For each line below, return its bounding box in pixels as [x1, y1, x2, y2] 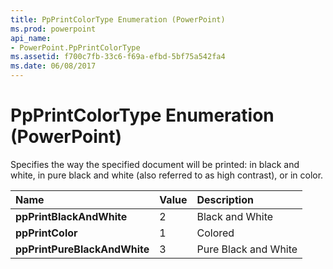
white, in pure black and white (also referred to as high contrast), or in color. [10, 169, 324, 181]
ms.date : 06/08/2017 [10, 61, 97, 71]
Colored [196, 226, 235, 240]
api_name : [10, 33, 52, 43]
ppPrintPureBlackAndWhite [15, 242, 150, 256]
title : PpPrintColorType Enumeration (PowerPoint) [10, 14, 226, 25]
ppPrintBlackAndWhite [15, 209, 128, 223]
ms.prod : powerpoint [10, 24, 97, 34]
